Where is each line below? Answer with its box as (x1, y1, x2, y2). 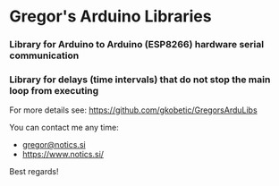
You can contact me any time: (9, 123, 119, 133)
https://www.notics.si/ (21, 149, 105, 160)
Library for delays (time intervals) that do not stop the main (9, 73, 271, 86)
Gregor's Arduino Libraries (9, 6, 212, 27)
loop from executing (9, 85, 99, 97)
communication (9, 49, 80, 62)
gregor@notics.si (21, 139, 87, 150)
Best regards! (9, 166, 59, 177)
